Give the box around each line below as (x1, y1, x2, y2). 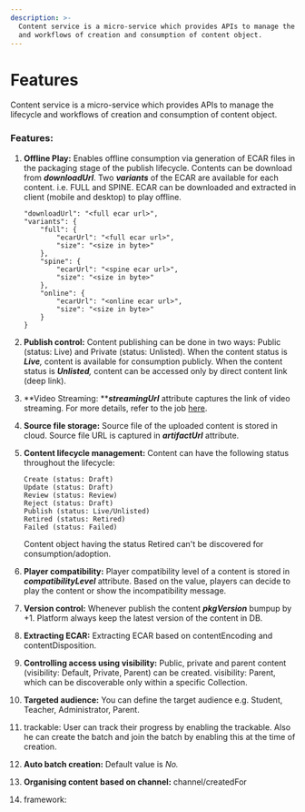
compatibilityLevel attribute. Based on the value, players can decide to (23, 575, 291, 586)
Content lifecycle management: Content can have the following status (23, 447, 290, 458)
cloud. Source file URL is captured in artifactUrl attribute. (23, 430, 240, 441)
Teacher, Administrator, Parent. (23, 704, 140, 715)
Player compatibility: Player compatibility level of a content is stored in (23, 565, 290, 576)
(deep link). (23, 375, 67, 386)
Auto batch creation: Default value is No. (23, 758, 179, 769)
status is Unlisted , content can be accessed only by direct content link (23, 365, 288, 376)
